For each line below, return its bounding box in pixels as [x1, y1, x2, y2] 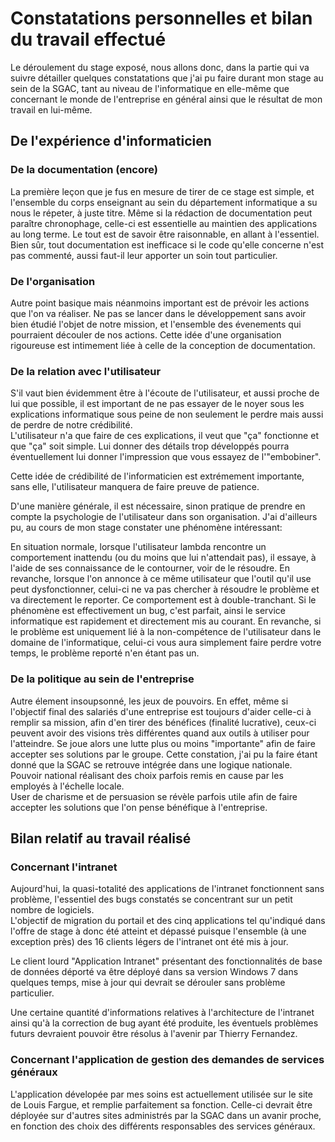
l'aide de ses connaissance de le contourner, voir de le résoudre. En [10, 562, 290, 574]
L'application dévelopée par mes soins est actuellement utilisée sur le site [10, 1088, 313, 1100]
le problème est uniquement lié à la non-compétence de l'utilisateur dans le [10, 626, 322, 638]
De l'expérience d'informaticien [10, 133, 212, 150]
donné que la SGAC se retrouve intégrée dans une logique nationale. [10, 758, 293, 771]
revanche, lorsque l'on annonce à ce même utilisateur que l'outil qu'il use [10, 573, 312, 585]
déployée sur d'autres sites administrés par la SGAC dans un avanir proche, [10, 1109, 322, 1121]
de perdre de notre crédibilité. [10, 419, 133, 431]
